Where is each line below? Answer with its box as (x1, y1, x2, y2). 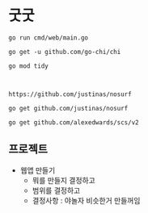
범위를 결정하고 (32, 186, 81, 195)
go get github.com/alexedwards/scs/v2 (8, 118, 139, 127)
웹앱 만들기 (19, 165, 56, 175)
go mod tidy (8, 61, 49, 70)
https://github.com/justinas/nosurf (8, 90, 132, 98)
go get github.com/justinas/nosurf (8, 104, 129, 112)
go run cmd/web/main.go (8, 33, 89, 42)
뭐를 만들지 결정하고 (32, 175, 95, 185)
